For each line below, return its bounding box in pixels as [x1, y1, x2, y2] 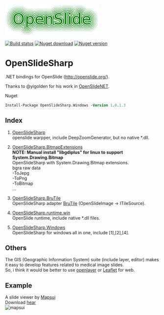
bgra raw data [12, 165, 41, 171]
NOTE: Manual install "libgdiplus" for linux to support [12, 149, 123, 155]
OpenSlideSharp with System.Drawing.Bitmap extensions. [12, 159, 129, 165]
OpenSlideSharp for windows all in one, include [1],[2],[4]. [12, 229, 130, 235]
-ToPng [12, 175, 27, 181]
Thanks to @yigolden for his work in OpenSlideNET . [5, 83, 110, 89]
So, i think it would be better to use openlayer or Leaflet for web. [5, 267, 135, 273]
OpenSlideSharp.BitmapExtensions [12, 144, 83, 150]
